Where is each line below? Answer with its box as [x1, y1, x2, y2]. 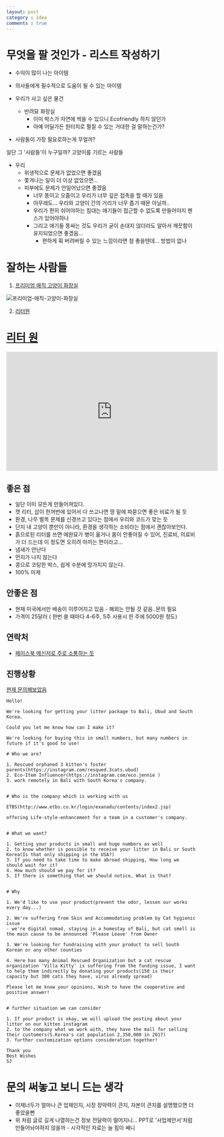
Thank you [6, 1048, 31, 1054]
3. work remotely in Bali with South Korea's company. [6, 777, 147, 784]
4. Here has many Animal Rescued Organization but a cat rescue [6, 958, 171, 964]
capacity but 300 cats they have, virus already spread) [6, 974, 153, 980]
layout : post [6, 8, 39, 15]
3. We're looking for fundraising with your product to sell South [6, 942, 180, 948]
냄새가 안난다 [14, 546, 46, 553]
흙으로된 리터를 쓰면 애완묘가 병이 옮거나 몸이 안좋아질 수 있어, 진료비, [14, 531, 179, 538]
